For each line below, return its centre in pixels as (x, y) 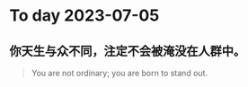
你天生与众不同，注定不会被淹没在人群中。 (127, 51)
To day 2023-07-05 (84, 16)
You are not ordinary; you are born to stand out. (120, 73)
